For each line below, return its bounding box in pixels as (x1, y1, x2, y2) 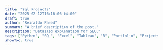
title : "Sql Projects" (5, 7, 51, 12)
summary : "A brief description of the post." (5, 25, 98, 30)
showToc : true (5, 38, 34, 43)
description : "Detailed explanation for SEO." (5, 29, 101, 34)
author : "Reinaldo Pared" (5, 20, 57, 25)
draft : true (5, 16, 29, 20)
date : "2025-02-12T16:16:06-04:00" (5, 11, 77, 16)
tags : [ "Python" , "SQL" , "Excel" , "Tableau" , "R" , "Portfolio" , (5, 34, 138, 39)
